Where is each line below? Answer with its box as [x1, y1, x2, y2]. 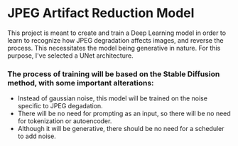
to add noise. [17, 132, 57, 140]
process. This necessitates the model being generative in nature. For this [7, 43, 221, 52]
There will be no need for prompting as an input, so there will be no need [17, 109, 231, 118]
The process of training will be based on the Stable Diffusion [7, 69, 220, 79]
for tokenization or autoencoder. [17, 117, 112, 125]
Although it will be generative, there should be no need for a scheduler [17, 125, 225, 133]
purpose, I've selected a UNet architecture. [7, 51, 134, 60]
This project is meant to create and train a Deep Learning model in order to [7, 28, 226, 37]
